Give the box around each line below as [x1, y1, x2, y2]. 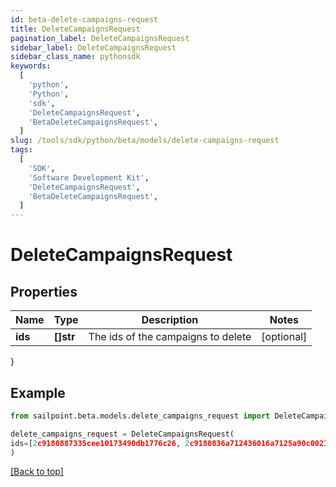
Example [10, 384, 66, 401]
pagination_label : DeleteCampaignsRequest [10, 33, 190, 43]
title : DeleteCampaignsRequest [10, 24, 141, 34]
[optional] [261, 330, 308, 344]
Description [141, 313, 199, 327]
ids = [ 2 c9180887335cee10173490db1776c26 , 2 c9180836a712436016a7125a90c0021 [10, 438, 329, 448]
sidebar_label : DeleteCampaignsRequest [10, 42, 177, 53]
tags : [10, 145, 33, 155]
